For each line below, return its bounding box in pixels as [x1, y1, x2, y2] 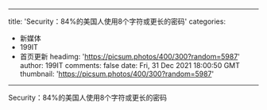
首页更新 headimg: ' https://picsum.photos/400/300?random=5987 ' [19, 52, 241, 61]
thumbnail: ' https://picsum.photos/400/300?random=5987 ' [19, 69, 215, 78]
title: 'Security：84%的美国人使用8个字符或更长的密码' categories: [8, 17, 226, 26]
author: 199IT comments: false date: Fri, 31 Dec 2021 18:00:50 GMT [19, 61, 241, 70]
